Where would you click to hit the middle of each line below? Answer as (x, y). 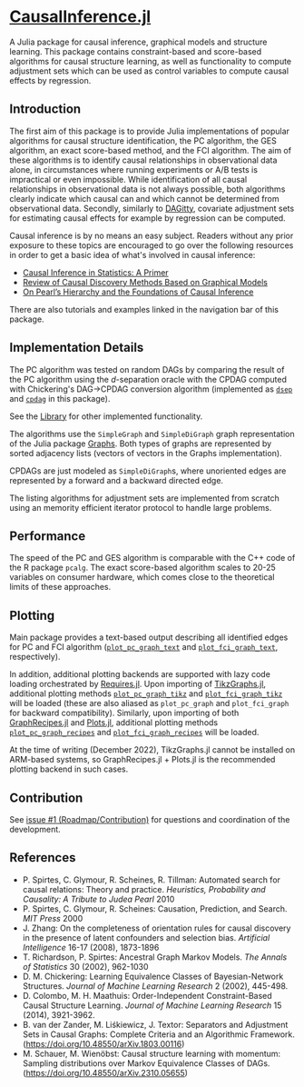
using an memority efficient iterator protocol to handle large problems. (141, 507)
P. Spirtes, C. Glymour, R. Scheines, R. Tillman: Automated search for (152, 880)
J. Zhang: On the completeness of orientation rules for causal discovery (157, 928)
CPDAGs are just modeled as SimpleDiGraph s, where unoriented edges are (148, 471)
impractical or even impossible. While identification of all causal (128, 179)
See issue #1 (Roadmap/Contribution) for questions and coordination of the (150, 819)
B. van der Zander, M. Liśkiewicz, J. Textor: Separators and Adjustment (155, 1024)
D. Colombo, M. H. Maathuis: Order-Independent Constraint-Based (147, 995)
